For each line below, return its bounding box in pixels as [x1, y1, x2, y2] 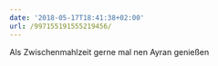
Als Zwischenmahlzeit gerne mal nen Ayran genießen [9, 46, 210, 57]
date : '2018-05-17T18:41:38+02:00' [9, 13, 145, 23]
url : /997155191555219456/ [9, 22, 112, 31]
